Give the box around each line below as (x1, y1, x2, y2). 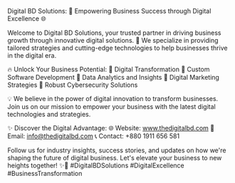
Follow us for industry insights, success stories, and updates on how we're (7, 146, 226, 155)
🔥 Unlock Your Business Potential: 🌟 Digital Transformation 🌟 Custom (7, 65, 210, 73)
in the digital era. (7, 51, 57, 60)
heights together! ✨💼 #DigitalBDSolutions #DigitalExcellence (7, 161, 184, 169)
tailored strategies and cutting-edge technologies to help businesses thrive (7, 43, 228, 52)
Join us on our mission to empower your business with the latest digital (7, 103, 216, 110)
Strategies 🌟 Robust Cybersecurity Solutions (7, 80, 138, 89)
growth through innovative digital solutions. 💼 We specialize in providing (7, 36, 219, 44)
